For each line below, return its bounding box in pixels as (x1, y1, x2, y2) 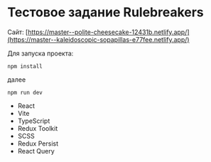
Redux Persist (17, 139, 59, 148)
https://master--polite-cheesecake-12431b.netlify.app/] (27, 28, 190, 36)
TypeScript (17, 117, 50, 125)
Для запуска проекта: (7, 49, 74, 58)
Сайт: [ (7, 28, 28, 36)
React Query (17, 146, 55, 155)
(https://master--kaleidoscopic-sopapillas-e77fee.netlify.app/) (7, 35, 190, 43)
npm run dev (7, 89, 43, 96)
